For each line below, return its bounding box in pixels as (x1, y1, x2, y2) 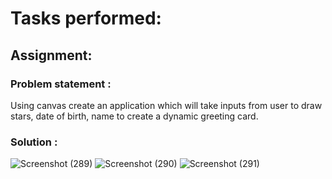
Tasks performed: (10, 7, 162, 30)
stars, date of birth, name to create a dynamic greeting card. (10, 110, 259, 122)
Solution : (10, 135, 58, 149)
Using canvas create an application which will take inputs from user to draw (10, 99, 323, 111)
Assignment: (10, 47, 93, 64)
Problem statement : (10, 77, 112, 91)
